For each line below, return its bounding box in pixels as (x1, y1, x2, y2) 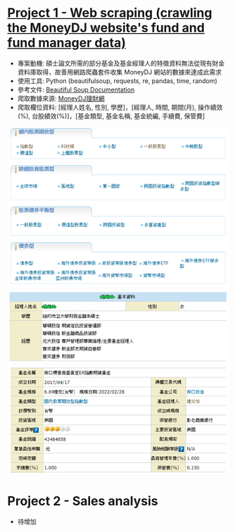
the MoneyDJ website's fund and (7, 20, 205, 36)
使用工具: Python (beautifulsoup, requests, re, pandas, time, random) (17, 76, 218, 85)
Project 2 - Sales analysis (7, 493, 158, 509)
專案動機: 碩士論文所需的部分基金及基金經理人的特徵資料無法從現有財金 (17, 58, 225, 68)
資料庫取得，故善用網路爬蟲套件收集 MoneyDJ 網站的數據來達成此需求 (17, 68, 222, 76)
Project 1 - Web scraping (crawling (7, 5, 212, 21)
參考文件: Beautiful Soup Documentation (17, 85, 135, 94)
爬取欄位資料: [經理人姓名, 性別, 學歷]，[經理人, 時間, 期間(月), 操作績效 (17, 103, 223, 111)
